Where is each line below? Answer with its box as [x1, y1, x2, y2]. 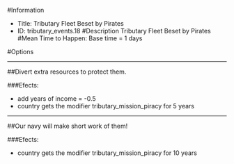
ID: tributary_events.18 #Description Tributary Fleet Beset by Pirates [17, 27, 211, 35]
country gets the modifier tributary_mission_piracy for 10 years [17, 149, 197, 157]
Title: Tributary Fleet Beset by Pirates [17, 19, 124, 27]
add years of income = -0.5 [17, 95, 96, 103]
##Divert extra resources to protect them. [7, 67, 127, 76]
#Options [7, 48, 34, 56]
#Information [7, 6, 45, 14]
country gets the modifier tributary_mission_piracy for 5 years [17, 102, 195, 110]
